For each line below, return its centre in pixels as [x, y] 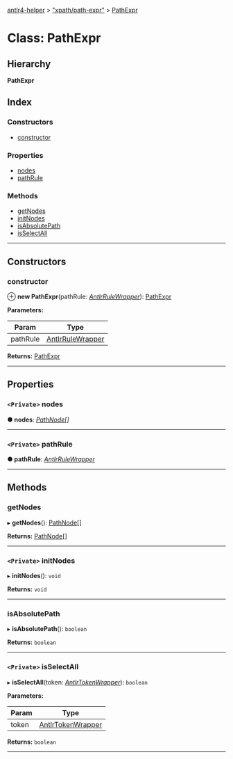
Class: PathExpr [54, 38]
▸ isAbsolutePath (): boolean [47, 629]
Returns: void [27, 589]
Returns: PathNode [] [37, 536]
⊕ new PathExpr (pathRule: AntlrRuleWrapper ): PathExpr [89, 296]
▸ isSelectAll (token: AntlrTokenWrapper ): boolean [77, 682]
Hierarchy [29, 64]
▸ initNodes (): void [34, 575]
